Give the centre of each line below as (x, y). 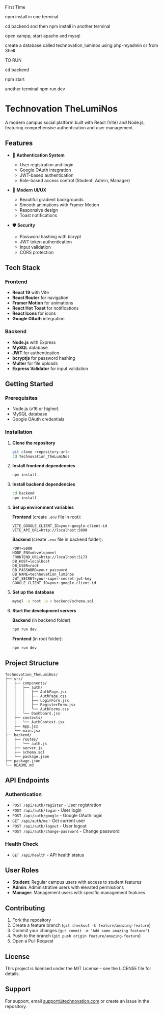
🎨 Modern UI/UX (29, 190)
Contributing (25, 908)
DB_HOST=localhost (31, 562)
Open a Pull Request (33, 941)
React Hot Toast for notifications (45, 308)
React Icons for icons (34, 313)
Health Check (22, 844)
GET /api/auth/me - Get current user (49, 821)
